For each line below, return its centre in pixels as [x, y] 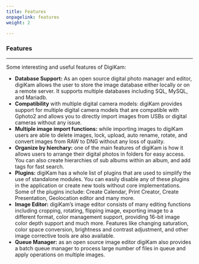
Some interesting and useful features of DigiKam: [66, 67]
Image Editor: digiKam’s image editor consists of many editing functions [103, 204]
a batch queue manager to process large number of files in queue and [100, 248]
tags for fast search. [39, 166]
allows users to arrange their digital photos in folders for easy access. [100, 154]
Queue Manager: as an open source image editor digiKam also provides [103, 242]
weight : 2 [18, 22]
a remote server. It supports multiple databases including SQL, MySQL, [101, 91]
